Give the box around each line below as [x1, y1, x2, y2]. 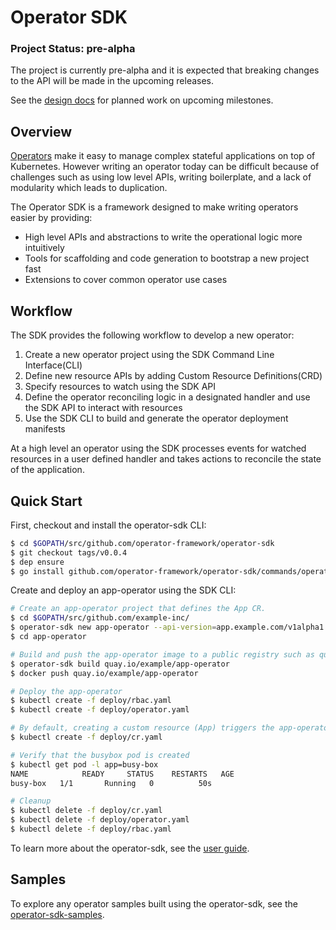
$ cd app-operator [10, 632, 87, 642]
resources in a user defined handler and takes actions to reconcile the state [10, 453, 322, 465]
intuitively [24, 242, 65, 254]
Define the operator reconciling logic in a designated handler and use [24, 391, 311, 403]
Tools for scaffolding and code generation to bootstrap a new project [24, 252, 310, 265]
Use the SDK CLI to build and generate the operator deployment [24, 412, 289, 425]
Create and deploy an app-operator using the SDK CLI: [10, 584, 237, 596]
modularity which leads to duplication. [10, 182, 168, 194]
